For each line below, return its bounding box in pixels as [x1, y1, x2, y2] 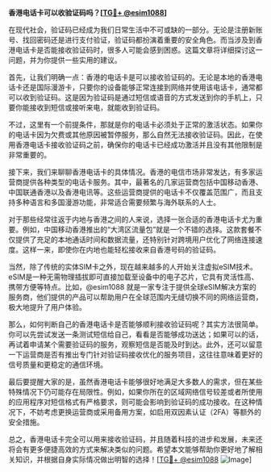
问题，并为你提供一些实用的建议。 [8, 56, 122, 65]
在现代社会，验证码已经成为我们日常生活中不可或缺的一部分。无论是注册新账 [8, 25, 263, 35]
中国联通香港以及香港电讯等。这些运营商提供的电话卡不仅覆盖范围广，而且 [8, 187, 256, 197]
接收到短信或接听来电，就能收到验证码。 [29, 102, 164, 112]
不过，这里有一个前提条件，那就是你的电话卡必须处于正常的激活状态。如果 [8, 120, 256, 129]
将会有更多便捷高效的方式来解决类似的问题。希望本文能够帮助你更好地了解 [8, 445, 256, 454]
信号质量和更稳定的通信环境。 [8, 360, 107, 370]
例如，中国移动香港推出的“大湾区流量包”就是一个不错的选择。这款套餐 [22, 225, 256, 234]
